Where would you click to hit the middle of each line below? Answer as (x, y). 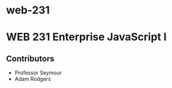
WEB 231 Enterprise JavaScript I (86, 37)
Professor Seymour (38, 73)
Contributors (30, 58)
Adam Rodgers (33, 79)
